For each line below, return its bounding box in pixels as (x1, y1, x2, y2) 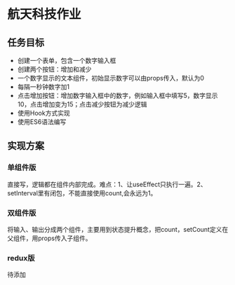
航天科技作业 (7, 6, 82, 22)
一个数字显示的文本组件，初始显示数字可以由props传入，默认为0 (17, 74, 205, 82)
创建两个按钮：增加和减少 (17, 65, 92, 74)
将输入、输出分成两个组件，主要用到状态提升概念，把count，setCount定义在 (7, 225, 229, 233)
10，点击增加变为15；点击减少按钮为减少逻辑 (17, 100, 147, 109)
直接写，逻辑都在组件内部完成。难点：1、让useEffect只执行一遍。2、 (7, 180, 207, 188)
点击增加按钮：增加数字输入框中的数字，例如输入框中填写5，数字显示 (17, 92, 219, 99)
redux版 (7, 253, 35, 263)
